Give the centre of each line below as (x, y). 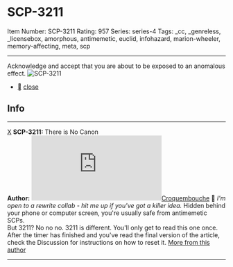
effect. (17, 73)
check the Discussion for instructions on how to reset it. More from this (109, 242)
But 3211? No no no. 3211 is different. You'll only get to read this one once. (113, 227)
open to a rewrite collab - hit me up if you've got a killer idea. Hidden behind (116, 205)
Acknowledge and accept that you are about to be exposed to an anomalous (116, 66)
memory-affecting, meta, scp (49, 46)
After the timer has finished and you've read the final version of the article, (114, 235)
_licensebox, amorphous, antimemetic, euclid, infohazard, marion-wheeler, (114, 38)
